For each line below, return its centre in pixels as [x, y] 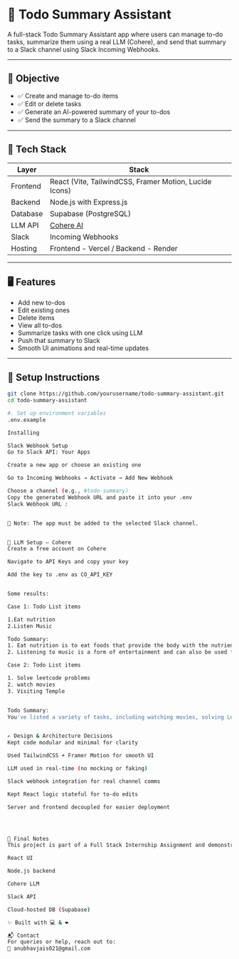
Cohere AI [67, 225]
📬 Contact [23, 935]
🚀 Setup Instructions [54, 377]
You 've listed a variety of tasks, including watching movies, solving [116, 717]
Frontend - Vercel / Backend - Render [113, 248]
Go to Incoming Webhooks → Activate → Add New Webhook [90, 478]
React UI [20, 858]
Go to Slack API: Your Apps [49, 452]
